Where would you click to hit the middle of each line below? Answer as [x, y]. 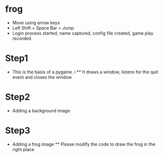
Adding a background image [41, 110]
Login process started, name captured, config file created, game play [83, 33]
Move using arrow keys [36, 23]
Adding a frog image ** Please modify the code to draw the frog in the [84, 144]
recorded [21, 38]
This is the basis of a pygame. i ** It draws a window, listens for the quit [85, 72]
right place [23, 149]
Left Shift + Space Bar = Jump [43, 28]
